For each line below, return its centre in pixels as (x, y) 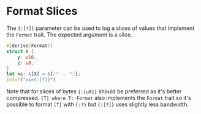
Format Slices (42, 11)
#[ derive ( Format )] (30, 46)
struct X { (20, 51)
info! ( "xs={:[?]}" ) (31, 80)
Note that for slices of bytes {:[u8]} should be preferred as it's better (94, 91)
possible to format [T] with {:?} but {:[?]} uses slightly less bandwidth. (97, 104)
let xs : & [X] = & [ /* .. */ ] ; (44, 74)
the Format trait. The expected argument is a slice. (70, 34)
